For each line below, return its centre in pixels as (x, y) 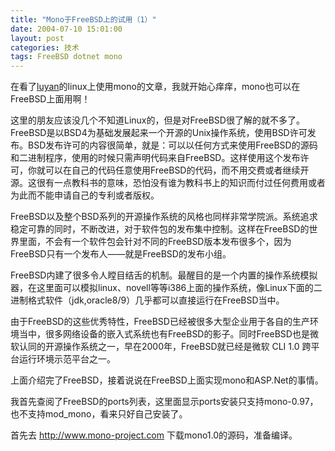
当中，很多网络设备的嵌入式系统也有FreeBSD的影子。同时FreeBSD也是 (164, 334)
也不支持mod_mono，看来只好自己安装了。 (99, 414)
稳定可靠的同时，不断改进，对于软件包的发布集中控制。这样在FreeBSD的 (160, 229)
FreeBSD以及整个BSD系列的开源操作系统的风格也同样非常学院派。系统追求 (164, 217)
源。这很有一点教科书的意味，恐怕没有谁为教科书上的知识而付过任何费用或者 (168, 183)
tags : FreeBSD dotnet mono (66, 57)
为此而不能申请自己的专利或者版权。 (85, 195)
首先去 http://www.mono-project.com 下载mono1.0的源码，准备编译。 (154, 435)
